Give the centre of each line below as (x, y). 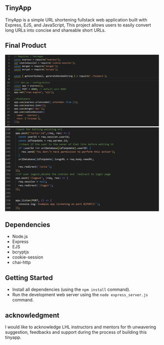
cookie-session (28, 257)
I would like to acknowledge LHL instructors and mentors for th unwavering (81, 327)
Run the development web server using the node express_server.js (80, 295)
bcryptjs (20, 252)
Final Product (26, 46)
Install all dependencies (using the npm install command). (71, 289)
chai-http (21, 263)
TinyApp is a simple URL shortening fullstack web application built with (76, 20)
